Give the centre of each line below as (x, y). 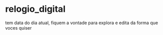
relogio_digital (35, 9)
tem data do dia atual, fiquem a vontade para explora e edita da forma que (82, 23)
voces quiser (18, 28)
